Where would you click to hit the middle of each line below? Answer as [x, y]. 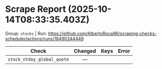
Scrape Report [36, 9]
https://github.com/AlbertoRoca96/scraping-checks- [102, 33]
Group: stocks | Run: [26, 33]
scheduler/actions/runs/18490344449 [44, 39]
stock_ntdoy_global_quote [38, 59]
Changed [85, 51]
